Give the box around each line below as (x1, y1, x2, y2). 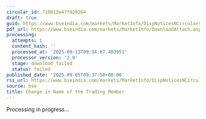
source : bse (6, 83, 37, 90)
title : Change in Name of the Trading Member (6, 89, 124, 95)
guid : (6, 20, 20, 26)
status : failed (12, 66, 51, 72)
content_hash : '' (12, 44, 56, 50)
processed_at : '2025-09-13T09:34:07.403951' (12, 49, 128, 55)
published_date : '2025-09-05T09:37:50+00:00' (6, 72, 124, 78)
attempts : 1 (12, 37, 43, 44)
